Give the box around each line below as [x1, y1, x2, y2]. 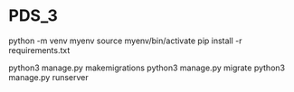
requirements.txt [8, 44, 71, 55]
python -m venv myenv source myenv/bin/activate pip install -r [8, 35, 242, 46]
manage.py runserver [8, 71, 90, 82]
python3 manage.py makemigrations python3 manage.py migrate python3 [8, 62, 286, 73]
